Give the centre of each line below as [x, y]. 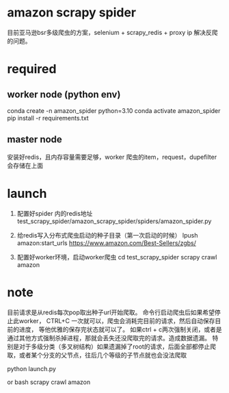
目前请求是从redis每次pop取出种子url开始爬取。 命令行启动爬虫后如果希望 [111, 312]
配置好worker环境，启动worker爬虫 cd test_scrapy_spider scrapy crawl [117, 257]
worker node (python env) [64, 94]
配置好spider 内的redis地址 [55, 213]
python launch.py [32, 368]
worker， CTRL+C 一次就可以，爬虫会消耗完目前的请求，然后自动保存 [117, 320]
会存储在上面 [25, 165]
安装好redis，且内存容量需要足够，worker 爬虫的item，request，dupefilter [112, 157]
